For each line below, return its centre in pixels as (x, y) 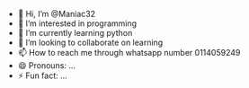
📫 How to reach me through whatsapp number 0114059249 (129, 53)
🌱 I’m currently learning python (75, 33)
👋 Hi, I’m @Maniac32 (57, 14)
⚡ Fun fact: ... (42, 75)
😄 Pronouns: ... (47, 66)
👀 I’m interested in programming (77, 23)
